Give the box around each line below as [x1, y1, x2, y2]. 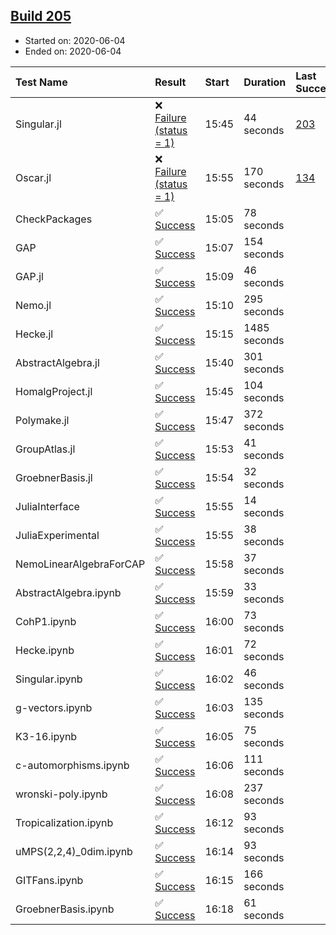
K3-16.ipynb [15, 729, 78, 743]
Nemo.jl [15, 298, 52, 312]
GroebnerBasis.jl [15, 470, 93, 484]
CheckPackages [15, 212, 93, 226]
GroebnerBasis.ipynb [15, 902, 115, 916]
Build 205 [10, 8, 72, 25]
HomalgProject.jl [15, 384, 93, 398]
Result [154, 75, 187, 89]
